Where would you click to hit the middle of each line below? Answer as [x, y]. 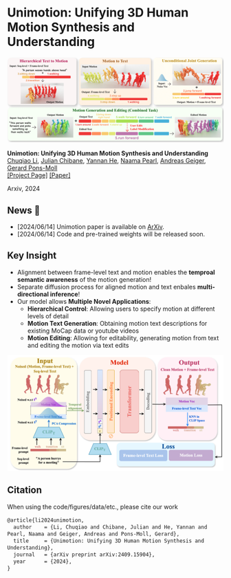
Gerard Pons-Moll [32, 168]
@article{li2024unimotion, [46, 520]
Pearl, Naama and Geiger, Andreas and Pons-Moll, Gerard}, [93, 534]
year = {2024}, [43, 562]
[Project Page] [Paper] [39, 175]
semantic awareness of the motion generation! [84, 279]
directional [33, 294]
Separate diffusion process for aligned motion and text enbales [106, 287]
